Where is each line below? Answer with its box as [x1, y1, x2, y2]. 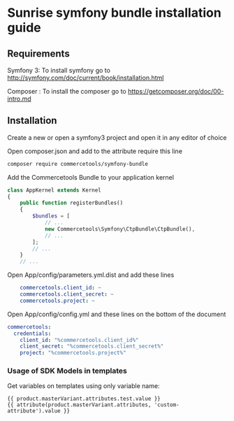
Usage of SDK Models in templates [7, 366, 127, 376]
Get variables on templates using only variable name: [7, 382, 160, 390]
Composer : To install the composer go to [7, 87, 127, 95]
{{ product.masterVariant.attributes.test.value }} [7, 395, 161, 403]
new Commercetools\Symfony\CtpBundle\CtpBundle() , [44, 225, 196, 232]
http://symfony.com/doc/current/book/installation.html [7, 73, 164, 82]
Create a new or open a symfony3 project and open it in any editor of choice [7, 133, 227, 141]
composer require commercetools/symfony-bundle [7, 160, 149, 167]
